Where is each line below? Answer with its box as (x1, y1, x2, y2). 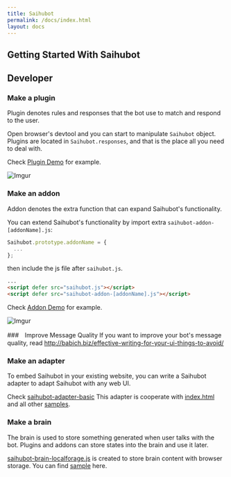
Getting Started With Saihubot (7, 49, 141, 60)
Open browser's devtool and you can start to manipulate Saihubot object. (7, 130, 216, 138)
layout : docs (7, 23, 45, 30)
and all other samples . (7, 400, 71, 408)
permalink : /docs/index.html (7, 17, 92, 24)
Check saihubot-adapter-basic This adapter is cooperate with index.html (7, 393, 215, 401)
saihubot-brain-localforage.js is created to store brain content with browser (7, 454, 223, 462)
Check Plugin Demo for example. (7, 158, 102, 167)
